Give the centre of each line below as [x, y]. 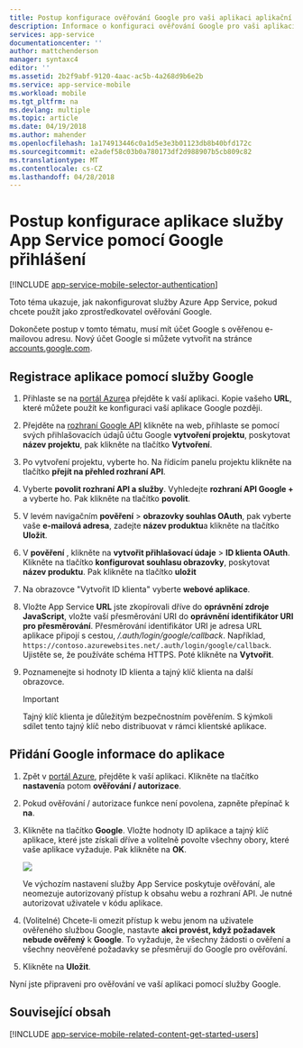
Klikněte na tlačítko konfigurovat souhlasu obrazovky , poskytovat [146, 562]
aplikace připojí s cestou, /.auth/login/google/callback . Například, [144, 635]
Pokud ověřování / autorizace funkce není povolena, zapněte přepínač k [156, 803]
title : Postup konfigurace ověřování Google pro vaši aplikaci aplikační [151, 18]
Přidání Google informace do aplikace [117, 755]
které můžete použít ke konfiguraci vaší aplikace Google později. [142, 408]
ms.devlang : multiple [50, 110]
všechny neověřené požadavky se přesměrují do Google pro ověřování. [155, 949]
